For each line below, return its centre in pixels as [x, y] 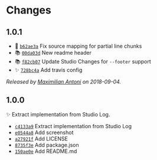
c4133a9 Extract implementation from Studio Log [73, 126]
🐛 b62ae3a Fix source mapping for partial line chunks [78, 46]
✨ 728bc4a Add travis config [48, 70]
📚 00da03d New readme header [53, 53]
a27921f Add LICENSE [41, 138]
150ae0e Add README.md [46, 151]
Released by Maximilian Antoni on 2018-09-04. [64, 82]
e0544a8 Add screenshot [44, 132]
